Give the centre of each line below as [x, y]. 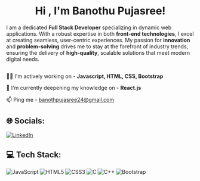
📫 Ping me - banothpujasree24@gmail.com [60, 100]
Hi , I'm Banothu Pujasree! [100, 11]
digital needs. [23, 59]
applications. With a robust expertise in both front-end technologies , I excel [100, 33]
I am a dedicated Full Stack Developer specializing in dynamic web [89, 27]
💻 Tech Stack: [34, 155]
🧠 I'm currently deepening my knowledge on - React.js [74, 88]
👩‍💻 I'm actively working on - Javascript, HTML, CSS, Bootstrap [85, 76]
